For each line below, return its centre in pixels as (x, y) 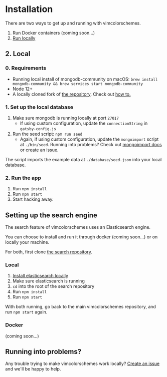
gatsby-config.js (38, 129)
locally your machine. (27, 242)
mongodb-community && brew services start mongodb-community (78, 84)
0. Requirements (26, 68)
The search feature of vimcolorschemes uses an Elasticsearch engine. (78, 227)
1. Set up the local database (39, 107)
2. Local (18, 54)
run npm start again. (26, 312)
